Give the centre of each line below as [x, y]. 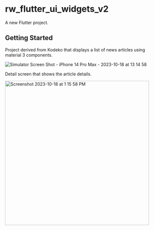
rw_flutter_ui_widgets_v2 [57, 9]
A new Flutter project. [27, 23]
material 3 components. [29, 55]
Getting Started [29, 38]
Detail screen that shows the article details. [48, 74]
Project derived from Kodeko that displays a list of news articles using [75, 49]
